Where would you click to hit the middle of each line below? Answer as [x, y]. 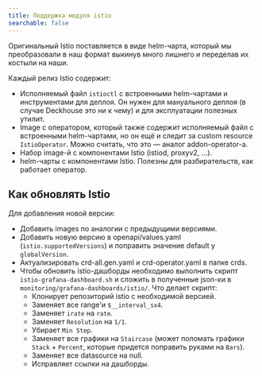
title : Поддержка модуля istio [60, 16]
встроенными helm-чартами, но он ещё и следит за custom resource [136, 135]
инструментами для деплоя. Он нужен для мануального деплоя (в [133, 102]
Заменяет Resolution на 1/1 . [79, 322]
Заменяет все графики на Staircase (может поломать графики [138, 339]
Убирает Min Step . [62, 330]
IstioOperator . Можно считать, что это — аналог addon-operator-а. [134, 144]
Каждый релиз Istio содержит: [60, 78]
